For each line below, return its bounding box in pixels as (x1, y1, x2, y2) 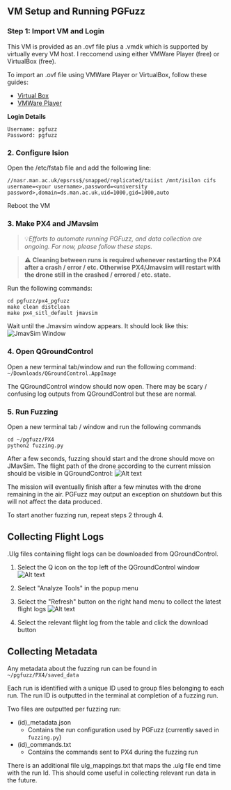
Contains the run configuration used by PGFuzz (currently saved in (27, 725, 219, 734)
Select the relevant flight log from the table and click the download (17, 618, 209, 627)
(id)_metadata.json (17, 718, 72, 726)
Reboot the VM (7, 201, 51, 209)
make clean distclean (7, 304, 70, 311)
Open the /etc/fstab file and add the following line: (7, 163, 152, 172)
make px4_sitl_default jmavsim (7, 309, 98, 317)
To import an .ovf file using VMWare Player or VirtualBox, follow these (7, 70, 207, 79)
